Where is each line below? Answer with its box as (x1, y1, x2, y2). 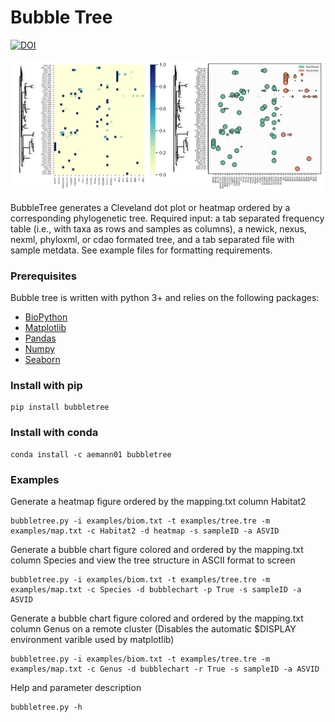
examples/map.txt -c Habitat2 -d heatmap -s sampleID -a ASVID (10, 526, 280, 536)
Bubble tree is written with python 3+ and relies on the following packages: (10, 292, 320, 304)
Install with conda (10, 426, 99, 440)
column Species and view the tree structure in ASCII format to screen (10, 554, 296, 566)
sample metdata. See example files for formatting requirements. (10, 244, 273, 256)
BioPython (24, 311, 68, 323)
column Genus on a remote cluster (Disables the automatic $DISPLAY (10, 622, 297, 635)
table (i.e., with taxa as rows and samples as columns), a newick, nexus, (10, 222, 307, 235)
